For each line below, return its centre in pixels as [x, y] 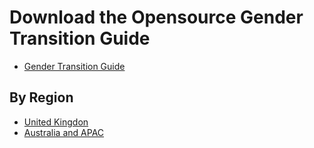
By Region [41, 97]
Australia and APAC [64, 132]
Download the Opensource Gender [156, 17]
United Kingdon [56, 122]
